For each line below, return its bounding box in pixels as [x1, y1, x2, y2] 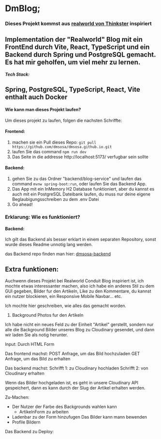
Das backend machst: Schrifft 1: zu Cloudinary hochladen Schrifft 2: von [5, 365, 148, 371]
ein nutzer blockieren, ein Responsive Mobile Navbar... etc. [5, 293, 122, 299]
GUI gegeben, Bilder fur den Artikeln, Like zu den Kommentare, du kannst [5, 288, 151, 294]
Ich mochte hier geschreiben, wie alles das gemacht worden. [5, 303, 127, 309]
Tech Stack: [5, 71, 30, 78]
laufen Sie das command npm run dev [12, 148, 87, 154]
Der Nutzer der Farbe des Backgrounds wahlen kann [12, 404, 117, 410]
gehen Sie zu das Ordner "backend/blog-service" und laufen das [12, 176, 142, 182]
